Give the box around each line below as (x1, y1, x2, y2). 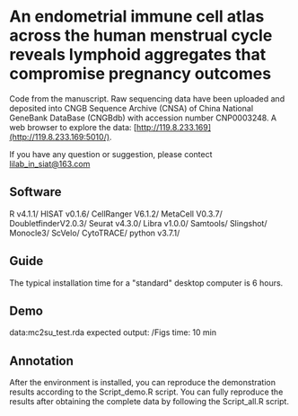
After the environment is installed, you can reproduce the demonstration (9, 377, 276, 388)
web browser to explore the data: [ (9, 121, 137, 132)
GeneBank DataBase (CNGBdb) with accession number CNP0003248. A (9, 112, 277, 123)
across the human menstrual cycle (9, 25, 273, 46)
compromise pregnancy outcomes (9, 64, 272, 84)
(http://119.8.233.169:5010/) (9, 131, 110, 142)
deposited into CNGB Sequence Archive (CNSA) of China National (9, 102, 254, 113)
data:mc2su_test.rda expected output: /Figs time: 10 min (9, 327, 217, 338)
